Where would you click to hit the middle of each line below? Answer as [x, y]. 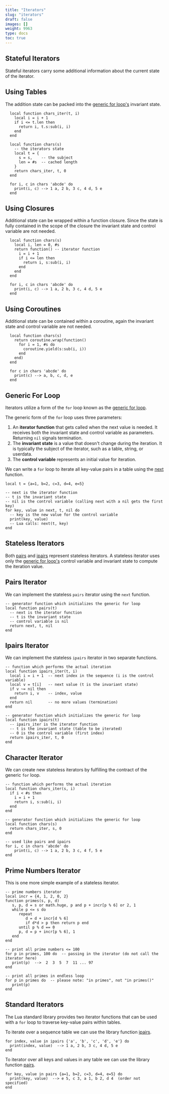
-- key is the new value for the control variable [64, 515]
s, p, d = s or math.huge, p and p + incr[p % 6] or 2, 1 [74, 905]
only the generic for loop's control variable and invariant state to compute [81, 561]
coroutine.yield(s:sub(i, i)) [55, 349]
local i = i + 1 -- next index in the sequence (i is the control [82, 676]
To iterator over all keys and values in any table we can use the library [77, 1059]
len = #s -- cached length [48, 162]
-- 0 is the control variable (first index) [57, 733]
